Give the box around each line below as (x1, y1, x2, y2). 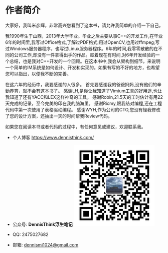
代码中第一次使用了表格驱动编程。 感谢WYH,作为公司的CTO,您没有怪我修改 (5, 106, 160, 112)
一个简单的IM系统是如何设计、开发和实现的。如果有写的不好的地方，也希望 (5, 64, 160, 71)
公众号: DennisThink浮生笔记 (12, 221, 73, 227)
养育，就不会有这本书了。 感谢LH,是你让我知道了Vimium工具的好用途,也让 (9, 88, 162, 94)
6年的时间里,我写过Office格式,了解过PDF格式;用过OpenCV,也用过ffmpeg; (5, 39, 155, 45)
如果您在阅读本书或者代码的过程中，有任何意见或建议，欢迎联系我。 (5, 123, 146, 130)
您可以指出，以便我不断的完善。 (5, 71, 71, 77)
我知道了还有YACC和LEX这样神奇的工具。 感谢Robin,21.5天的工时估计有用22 (5, 94, 163, 100)
